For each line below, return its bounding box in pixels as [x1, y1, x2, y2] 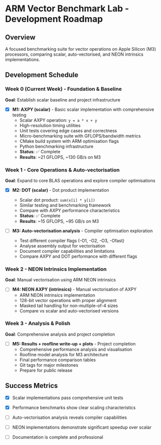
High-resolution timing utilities [19, 122, 81, 128]
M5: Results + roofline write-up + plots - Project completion [12, 341, 136, 346]
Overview [5, 33, 36, 41]
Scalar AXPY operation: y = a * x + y [19, 117, 97, 123]
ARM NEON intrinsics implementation [19, 292, 96, 298]
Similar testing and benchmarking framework [19, 203, 111, 208]
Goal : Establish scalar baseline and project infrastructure [5, 97, 121, 103]
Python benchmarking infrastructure [19, 143, 94, 149]
